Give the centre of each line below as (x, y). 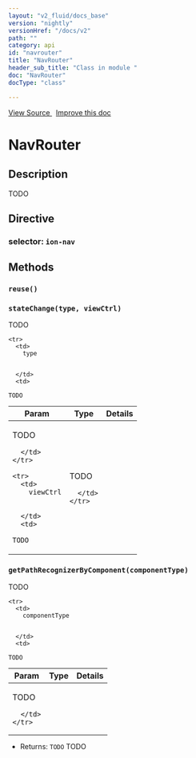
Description (38, 174)
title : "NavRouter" (41, 61)
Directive (31, 218)
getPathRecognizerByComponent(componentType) (99, 570)
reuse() (23, 289)
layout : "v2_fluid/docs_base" (59, 16)
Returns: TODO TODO (53, 746)
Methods (31, 268)
